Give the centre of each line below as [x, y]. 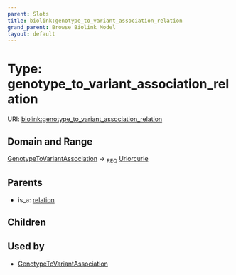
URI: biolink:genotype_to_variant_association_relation [85, 119]
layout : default [31, 34]
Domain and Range [50, 141]
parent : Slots [28, 14]
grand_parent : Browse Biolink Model [61, 27]
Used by [26, 247]
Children [27, 222]
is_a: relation [36, 199]
